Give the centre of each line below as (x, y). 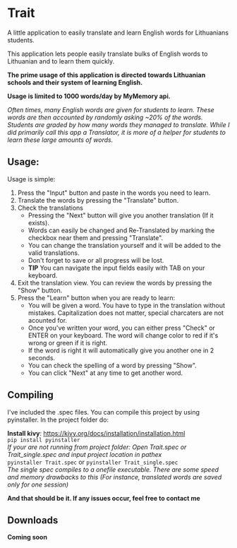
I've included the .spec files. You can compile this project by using (103, 412)
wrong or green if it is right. (68, 342)
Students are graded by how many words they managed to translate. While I (119, 124)
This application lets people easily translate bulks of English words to (108, 54)
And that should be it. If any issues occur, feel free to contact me (104, 498)
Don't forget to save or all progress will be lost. (96, 260)
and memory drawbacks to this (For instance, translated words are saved (115, 477)
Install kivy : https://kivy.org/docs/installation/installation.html (96, 433)
